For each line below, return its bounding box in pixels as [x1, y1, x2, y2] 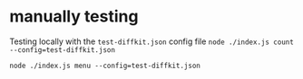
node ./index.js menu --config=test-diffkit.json [9, 61, 201, 70]
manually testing [9, 6, 139, 27]
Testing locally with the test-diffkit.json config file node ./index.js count [9, 36, 295, 47]
